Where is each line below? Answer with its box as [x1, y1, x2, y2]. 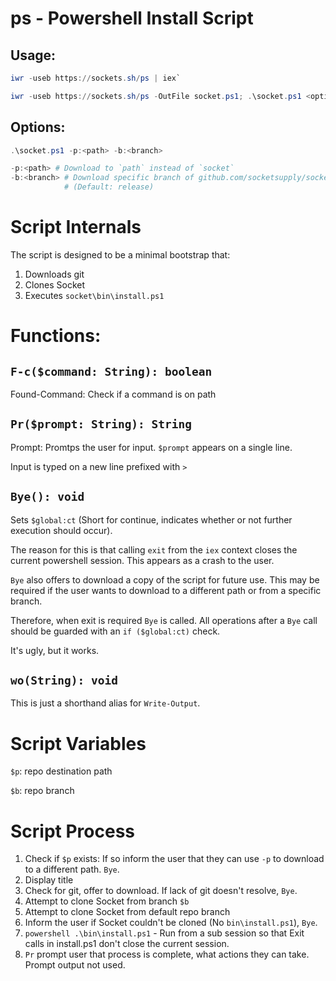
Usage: [10, 47, 57, 64]
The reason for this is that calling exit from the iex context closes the [10, 543, 298, 556]
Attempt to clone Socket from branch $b [24, 895, 190, 907]
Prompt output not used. [24, 959, 126, 971]
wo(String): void [10, 673, 118, 688]
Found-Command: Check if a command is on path [10, 388, 217, 400]
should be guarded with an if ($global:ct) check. [10, 625, 221, 637]
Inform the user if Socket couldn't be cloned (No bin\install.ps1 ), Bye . [24, 917, 318, 929]
